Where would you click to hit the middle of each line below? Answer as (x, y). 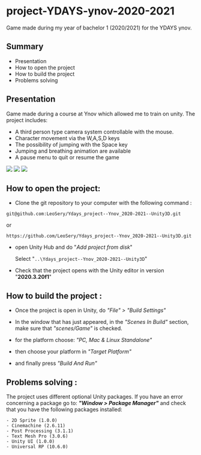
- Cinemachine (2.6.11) (36, 426)
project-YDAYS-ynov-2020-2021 (91, 11)
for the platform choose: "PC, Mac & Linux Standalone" (83, 340)
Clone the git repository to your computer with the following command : (103, 203)
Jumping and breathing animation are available (73, 151)
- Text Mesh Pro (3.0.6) (37, 436)
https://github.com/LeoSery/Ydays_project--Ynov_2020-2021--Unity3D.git (99, 236)
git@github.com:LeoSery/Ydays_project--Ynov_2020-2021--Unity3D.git (94, 214)
